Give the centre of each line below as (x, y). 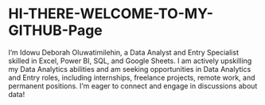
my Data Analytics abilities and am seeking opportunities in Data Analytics (130, 69)
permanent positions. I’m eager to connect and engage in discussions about (133, 86)
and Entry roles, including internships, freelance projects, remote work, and (132, 77)
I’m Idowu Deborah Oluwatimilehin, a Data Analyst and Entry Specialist (123, 52)
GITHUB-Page (56, 30)
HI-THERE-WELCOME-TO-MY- (111, 14)
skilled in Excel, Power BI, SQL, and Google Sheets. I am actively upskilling (130, 61)
